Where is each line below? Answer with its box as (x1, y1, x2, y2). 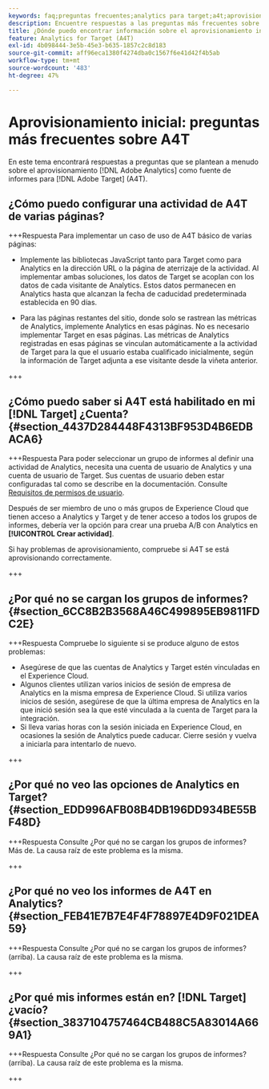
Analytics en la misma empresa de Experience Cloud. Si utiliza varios (19, 688, 248, 697)
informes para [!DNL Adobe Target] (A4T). (8, 173, 148, 183)
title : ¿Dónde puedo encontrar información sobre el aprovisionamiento (8, 27, 252, 35)
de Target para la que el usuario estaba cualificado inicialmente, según (19, 347, 254, 357)
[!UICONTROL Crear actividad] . (8, 529, 114, 539)
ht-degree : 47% (8, 71, 59, 80)
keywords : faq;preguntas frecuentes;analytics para (8, 11, 184, 20)
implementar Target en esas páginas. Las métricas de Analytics (19, 330, 230, 340)
